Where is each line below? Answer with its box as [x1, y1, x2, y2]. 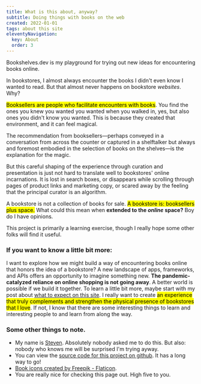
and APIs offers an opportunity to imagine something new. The [6, 272, 161, 279]
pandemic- [161, 272, 191, 279]
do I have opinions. [6, 213, 53, 220]
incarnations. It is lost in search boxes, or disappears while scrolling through [6, 175, 194, 183]
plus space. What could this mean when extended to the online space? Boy [6, 206, 194, 213]
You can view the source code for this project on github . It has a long [14, 352, 186, 359]
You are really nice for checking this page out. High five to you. [14, 371, 171, 379]
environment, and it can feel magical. [6, 120, 98, 127]
